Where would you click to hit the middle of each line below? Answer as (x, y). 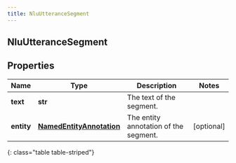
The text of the (151, 97)
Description (157, 85)
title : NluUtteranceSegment (48, 14)
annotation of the (155, 126)
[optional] (209, 126)
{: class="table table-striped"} (51, 152)
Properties (31, 66)
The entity (144, 118)
